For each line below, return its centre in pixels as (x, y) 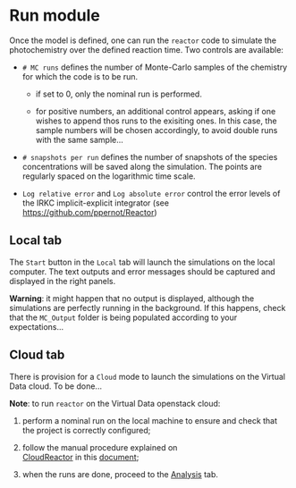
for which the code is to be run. (80, 76)
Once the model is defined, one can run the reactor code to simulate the (143, 40)
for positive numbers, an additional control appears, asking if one (156, 111)
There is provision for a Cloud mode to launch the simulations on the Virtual (148, 376)
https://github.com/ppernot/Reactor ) (90, 212)
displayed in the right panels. (63, 281)
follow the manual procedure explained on (100, 447)
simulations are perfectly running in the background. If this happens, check (148, 307)
